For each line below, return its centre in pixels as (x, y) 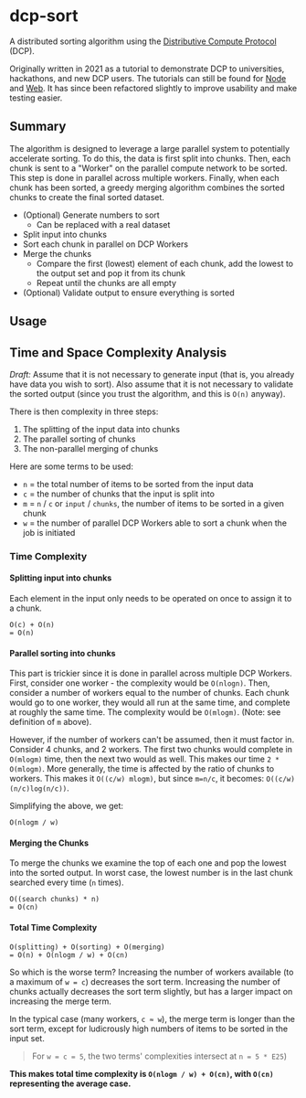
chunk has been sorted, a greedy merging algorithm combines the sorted (147, 187)
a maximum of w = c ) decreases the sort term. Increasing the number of (145, 981)
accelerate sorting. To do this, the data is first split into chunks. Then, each (150, 158)
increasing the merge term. (60, 1001)
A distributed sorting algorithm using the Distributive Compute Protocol (143, 41)
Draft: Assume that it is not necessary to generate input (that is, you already (152, 374)
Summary (38, 127)
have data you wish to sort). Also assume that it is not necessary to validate (152, 384)
